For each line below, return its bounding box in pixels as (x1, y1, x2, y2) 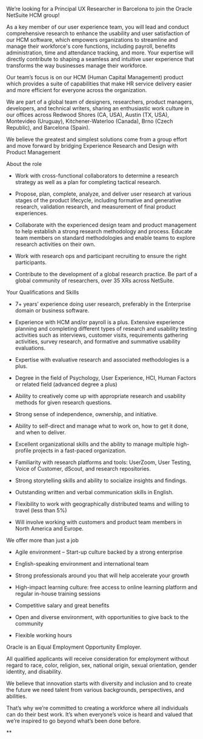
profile (15, 447, 32, 454)
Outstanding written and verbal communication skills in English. (15, 489, 174, 495)
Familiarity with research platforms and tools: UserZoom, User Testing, (15, 459, 192, 466)
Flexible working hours (15, 632, 72, 638)
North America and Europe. (15, 525, 84, 532)
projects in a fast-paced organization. (32, 447, 127, 454)
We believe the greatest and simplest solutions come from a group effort (6, 136, 187, 143)
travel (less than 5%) (15, 507, 67, 514)
